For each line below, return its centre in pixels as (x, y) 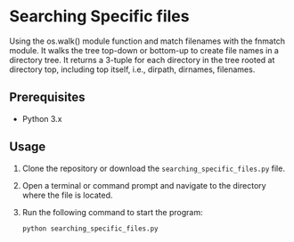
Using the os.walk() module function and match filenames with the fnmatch (147, 41)
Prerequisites (47, 97)
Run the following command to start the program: (112, 212)
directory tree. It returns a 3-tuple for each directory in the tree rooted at (142, 60)
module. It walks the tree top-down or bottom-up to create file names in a (144, 50)
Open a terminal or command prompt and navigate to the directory (144, 185)
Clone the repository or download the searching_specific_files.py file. (153, 168)
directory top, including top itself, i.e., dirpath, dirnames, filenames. (132, 69)
